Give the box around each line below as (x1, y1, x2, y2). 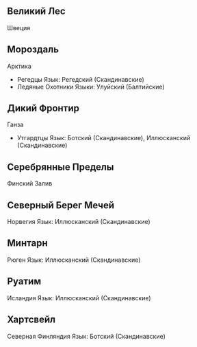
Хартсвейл (7, 314, 56, 326)
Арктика (7, 62, 32, 70)
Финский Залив (7, 179, 53, 188)
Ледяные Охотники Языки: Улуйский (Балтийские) (16, 82, 166, 91)
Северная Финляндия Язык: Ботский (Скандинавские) (7, 332, 166, 340)
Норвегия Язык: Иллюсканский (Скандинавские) (7, 218, 150, 226)
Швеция (7, 23, 31, 32)
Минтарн (7, 237, 48, 249)
